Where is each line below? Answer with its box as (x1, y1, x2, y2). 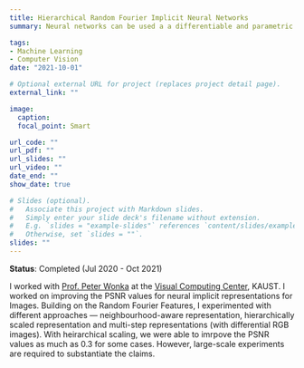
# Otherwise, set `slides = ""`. (9, 230, 144, 239)
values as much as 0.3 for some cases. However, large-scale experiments (9, 338, 285, 349)
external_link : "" (9, 88, 79, 97)
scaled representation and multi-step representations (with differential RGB (9, 319, 290, 330)
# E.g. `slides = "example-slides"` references (9, 221, 201, 231)
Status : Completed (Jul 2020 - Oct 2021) (9, 263, 163, 274)
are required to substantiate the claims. (9, 348, 156, 359)
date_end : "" (9, 171, 59, 180)
